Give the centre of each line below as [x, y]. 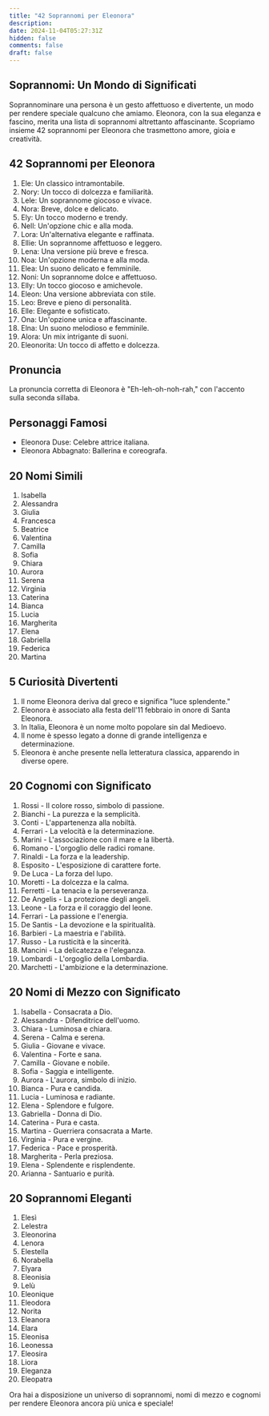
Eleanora [35, 1320]
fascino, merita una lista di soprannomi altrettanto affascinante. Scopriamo [132, 122]
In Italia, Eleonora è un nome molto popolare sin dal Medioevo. [123, 726]
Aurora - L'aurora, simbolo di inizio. [78, 1080]
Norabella [37, 1260]
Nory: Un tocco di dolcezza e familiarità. [87, 191]
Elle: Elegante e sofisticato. [65, 311]
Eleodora [36, 1303]
